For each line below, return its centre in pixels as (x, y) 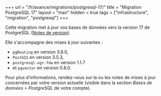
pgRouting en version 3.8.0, (40, 52)
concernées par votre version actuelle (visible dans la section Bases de (79, 83)
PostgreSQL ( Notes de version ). (38, 33)
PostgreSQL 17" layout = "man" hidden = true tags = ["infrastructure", (77, 12)
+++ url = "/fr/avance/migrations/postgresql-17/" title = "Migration (73, 7)
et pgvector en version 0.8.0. (42, 68)
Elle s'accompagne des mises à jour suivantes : (54, 42)
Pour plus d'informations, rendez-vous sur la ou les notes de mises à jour (80, 77)
